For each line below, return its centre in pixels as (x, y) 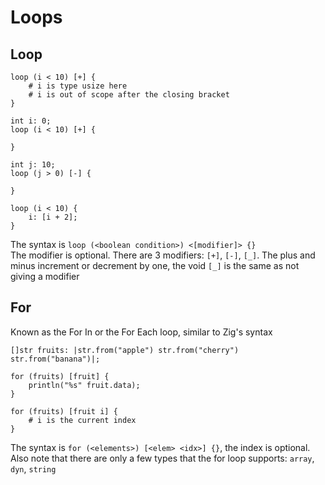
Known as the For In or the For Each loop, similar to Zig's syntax (141, 332)
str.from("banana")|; (55, 359)
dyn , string (33, 468)
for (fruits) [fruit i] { (64, 411)
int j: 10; (33, 165)
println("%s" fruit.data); (84, 385)
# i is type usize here (78, 86)
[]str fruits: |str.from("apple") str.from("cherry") (125, 350)
